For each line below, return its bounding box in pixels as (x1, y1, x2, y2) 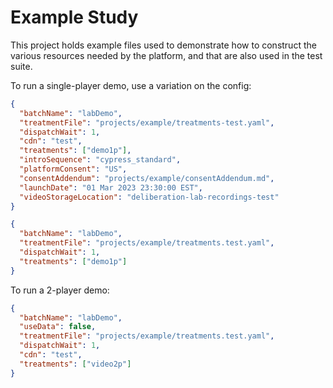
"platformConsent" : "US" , (19, 164, 128, 175)
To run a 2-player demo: (10, 284, 110, 296)
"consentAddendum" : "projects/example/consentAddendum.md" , (19, 173, 275, 183)
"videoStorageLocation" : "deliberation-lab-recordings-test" (19, 192, 280, 202)
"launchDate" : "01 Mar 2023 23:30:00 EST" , (19, 182, 203, 193)
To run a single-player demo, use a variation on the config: (10, 79, 252, 91)
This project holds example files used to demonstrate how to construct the (10, 39, 317, 51)
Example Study (10, 6, 139, 29)
